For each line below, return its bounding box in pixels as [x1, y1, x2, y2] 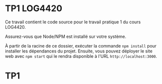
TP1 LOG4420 [5, 3, 62, 14]
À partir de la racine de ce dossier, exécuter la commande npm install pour [5, 43, 157, 49]
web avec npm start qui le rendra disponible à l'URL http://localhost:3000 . [5, 53, 157, 59]
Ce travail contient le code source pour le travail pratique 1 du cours [5, 19, 141, 25]
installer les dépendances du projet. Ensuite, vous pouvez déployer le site [5, 48, 153, 54]
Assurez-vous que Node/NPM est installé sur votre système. [5, 34, 126, 39]
